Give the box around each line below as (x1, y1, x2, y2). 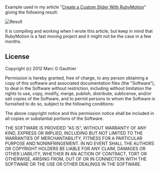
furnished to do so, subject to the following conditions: (5, 101, 114, 107)
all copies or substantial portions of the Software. (5, 115, 104, 121)
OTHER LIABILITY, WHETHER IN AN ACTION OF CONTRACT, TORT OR (5, 151, 147, 156)
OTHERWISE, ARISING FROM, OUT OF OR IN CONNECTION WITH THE (5, 156, 147, 162)
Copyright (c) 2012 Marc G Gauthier (5, 65, 77, 71)
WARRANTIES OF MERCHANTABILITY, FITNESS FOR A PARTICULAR (5, 135, 142, 141)
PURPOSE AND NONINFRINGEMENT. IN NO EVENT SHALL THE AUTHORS (5, 140, 155, 146)
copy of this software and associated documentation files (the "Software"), (5, 80, 156, 86)
